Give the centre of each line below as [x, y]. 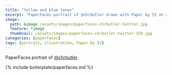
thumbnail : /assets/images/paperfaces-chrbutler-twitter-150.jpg [81, 33]
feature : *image [27, 29]
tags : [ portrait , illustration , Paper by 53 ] [55, 43]
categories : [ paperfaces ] [33, 39]
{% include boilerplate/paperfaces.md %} [49, 67]
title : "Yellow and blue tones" [40, 10]
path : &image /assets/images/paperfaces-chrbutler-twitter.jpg [79, 24]
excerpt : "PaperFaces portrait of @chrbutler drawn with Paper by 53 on [84, 15]
